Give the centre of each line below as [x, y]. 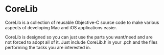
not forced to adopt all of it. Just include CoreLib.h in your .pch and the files [81, 42]
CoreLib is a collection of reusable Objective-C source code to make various [82, 22]
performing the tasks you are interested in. [48, 47]
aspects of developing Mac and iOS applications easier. [61, 27]
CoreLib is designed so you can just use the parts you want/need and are [79, 37]
